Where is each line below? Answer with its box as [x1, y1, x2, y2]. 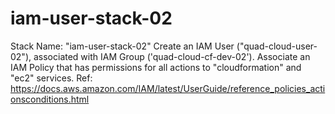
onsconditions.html [10, 93, 90, 105]
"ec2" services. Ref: [10, 72, 93, 84]
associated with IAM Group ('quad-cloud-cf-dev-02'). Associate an [33, 50, 311, 62]
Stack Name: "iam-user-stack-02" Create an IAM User [10, 40, 235, 52]
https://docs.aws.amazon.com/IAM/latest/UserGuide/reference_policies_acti [10, 82, 326, 94]
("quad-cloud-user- [236, 40, 318, 52]
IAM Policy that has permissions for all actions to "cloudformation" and [10, 61, 302, 73]
